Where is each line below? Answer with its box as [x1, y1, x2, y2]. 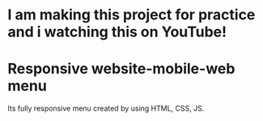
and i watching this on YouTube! [7, 23, 227, 41]
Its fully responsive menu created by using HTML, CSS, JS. [7, 103, 205, 114]
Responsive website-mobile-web [7, 60, 235, 78]
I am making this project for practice [7, 6, 256, 24]
